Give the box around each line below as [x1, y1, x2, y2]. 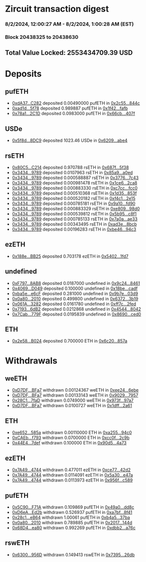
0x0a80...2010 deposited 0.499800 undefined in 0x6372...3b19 [12, 296, 139, 301]
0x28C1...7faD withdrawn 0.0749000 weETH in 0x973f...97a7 [12, 397, 134, 403]
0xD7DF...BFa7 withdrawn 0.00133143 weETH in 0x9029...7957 [12, 392, 139, 398]
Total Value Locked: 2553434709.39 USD [5, 49, 133, 57]
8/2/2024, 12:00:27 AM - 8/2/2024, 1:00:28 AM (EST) [5, 21, 134, 28]
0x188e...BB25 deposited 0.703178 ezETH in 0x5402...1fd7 [12, 253, 129, 259]
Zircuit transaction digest [5, 3, 109, 15]
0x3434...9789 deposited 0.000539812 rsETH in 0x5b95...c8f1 [12, 211, 137, 217]
